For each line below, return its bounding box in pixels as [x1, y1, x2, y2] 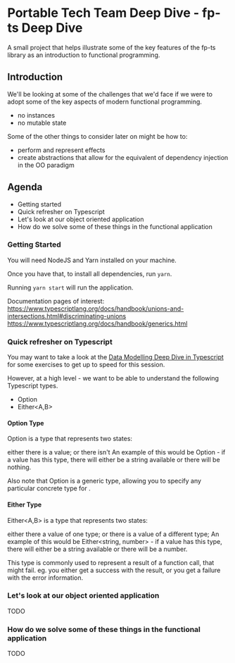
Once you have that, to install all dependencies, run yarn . [7, 269, 172, 278]
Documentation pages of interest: [7, 297, 105, 305]
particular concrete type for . [7, 484, 91, 492]
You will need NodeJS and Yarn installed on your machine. [7, 256, 177, 264]
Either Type [7, 500, 42, 509]
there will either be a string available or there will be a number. [7, 545, 188, 553]
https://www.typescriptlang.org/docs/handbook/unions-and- [7, 304, 184, 313]
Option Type [7, 419, 44, 427]
